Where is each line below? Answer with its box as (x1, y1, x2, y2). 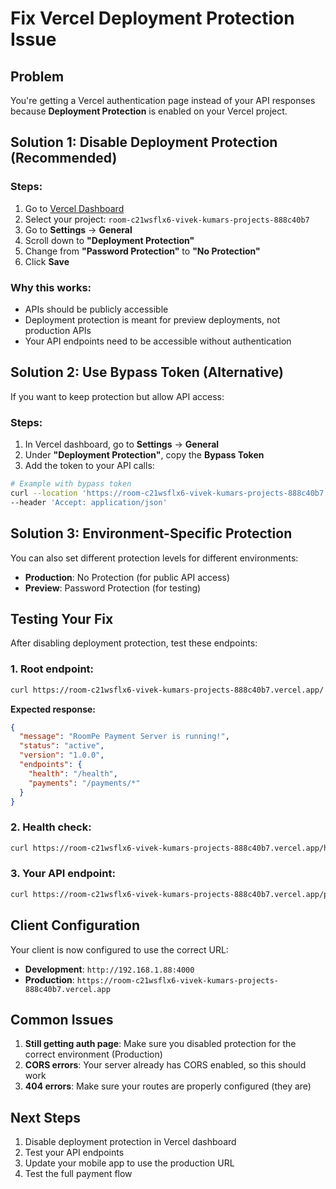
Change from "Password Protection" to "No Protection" (24, 245, 261, 257)
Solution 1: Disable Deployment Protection (10, 134, 278, 151)
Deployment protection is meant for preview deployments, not (24, 313, 281, 326)
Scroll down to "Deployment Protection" (24, 234, 195, 246)
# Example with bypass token (10, 479, 132, 489)
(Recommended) (10, 150, 118, 167)
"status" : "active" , (19, 741, 105, 751)
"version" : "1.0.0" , (19, 750, 105, 761)
